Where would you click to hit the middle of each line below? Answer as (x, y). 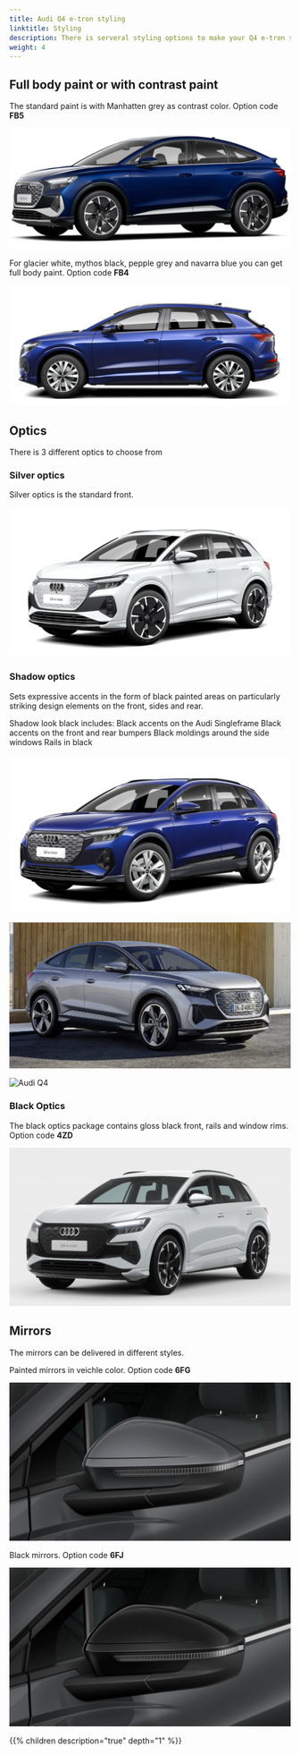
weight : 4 (28, 47)
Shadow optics (42, 677)
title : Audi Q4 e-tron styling (67, 19)
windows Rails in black (51, 742)
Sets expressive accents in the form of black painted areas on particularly (145, 696)
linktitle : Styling (46, 28)
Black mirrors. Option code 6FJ (67, 1556)
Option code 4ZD (41, 1135)
